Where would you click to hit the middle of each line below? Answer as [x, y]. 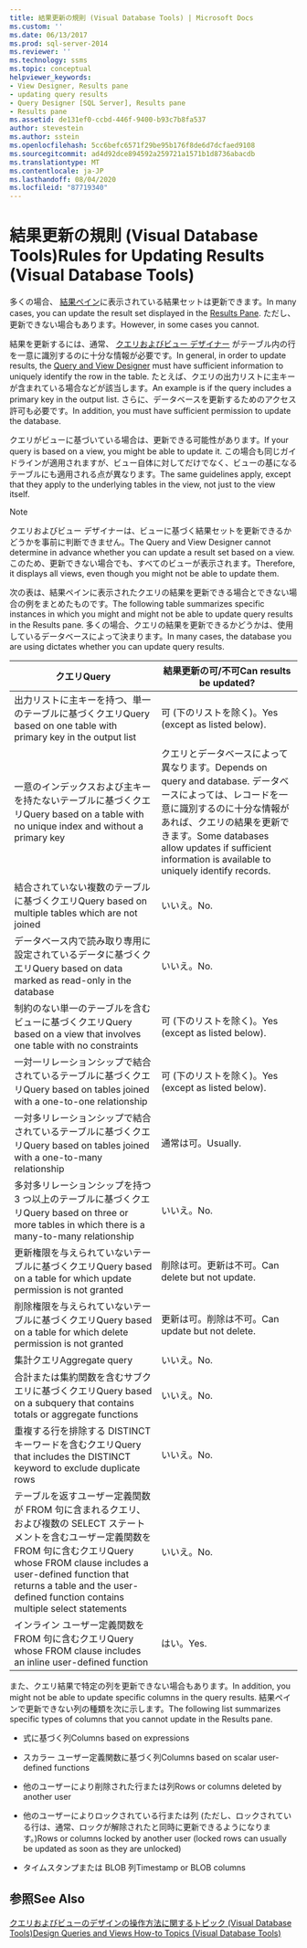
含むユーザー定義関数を [101, 1538]
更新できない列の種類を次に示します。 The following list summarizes [153, 1709]
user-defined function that [72, 1574]
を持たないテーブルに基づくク [78, 800]
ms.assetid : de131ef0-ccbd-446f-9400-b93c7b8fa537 [108, 120]
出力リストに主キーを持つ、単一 [83, 700]
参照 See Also [47, 1899]
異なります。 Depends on [214, 768]
